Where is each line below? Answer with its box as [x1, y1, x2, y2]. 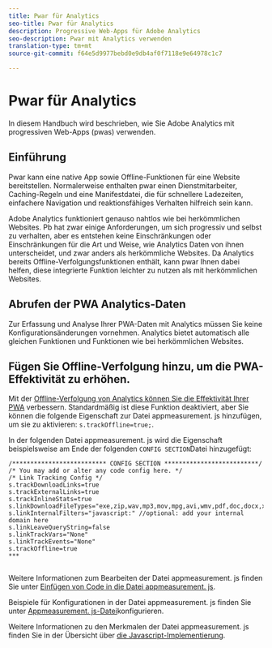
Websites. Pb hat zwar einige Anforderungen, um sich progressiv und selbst [8, 222, 262, 232]
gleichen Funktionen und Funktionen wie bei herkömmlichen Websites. [8, 336, 244, 345]
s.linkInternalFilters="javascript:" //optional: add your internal [8, 509, 244, 517]
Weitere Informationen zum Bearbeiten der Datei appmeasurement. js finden [8, 573, 263, 583]
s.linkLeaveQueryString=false [8, 524, 111, 532]
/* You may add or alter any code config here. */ [8, 467, 183, 475]
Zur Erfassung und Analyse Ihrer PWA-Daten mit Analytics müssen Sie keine [8, 319, 263, 328]
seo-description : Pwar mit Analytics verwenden [8, 34, 172, 43]
